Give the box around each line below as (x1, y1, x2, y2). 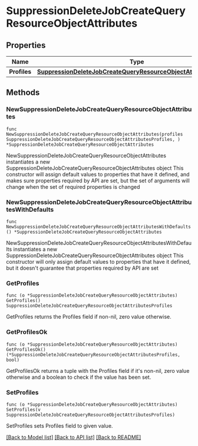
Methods (6, 87, 40, 98)
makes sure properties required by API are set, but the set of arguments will (6, 177, 190, 184)
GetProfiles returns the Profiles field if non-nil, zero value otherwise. (6, 313, 172, 320)
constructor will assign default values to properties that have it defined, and (6, 170, 190, 178)
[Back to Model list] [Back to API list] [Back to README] (6, 434, 141, 441)
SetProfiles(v (6, 406, 41, 412)
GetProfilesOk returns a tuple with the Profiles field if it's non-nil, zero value (6, 367, 190, 374)
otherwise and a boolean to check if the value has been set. (6, 373, 151, 381)
